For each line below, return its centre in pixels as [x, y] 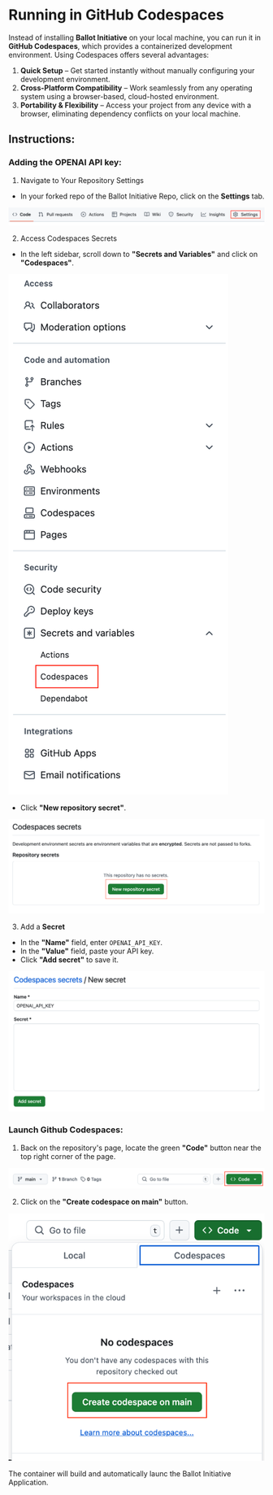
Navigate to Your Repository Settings [82, 180]
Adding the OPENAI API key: [65, 163]
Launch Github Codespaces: [66, 1130]
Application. [28, 1482]
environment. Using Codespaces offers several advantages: [109, 54]
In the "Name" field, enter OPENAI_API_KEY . [91, 943]
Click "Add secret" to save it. [69, 960]
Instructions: [42, 139]
